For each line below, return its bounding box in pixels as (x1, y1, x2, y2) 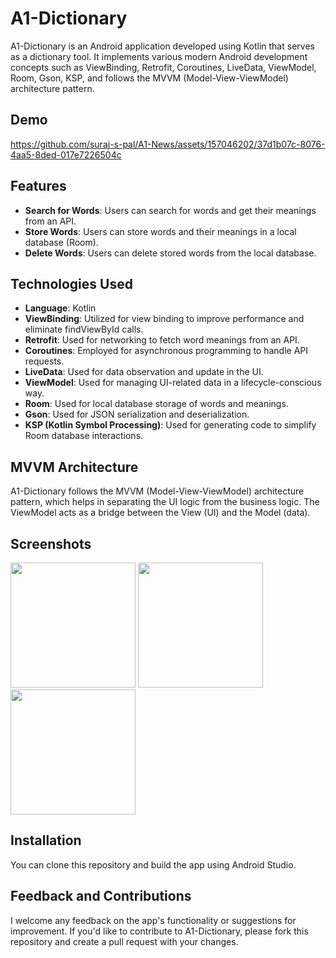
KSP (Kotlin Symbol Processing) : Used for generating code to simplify (24, 419, 317, 431)
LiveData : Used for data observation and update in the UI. (24, 366, 264, 378)
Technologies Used (10, 275, 133, 292)
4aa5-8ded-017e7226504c (10, 148, 122, 161)
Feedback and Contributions (10, 888, 192, 905)
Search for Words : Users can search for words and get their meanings (24, 204, 317, 216)
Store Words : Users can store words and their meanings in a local (24, 225, 297, 237)
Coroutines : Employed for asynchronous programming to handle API (24, 345, 309, 357)
